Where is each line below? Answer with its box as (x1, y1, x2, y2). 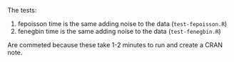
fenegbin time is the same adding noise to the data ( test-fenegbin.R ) (17, 27, 221, 35)
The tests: (7, 6, 37, 14)
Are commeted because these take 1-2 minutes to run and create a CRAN (7, 41, 223, 49)
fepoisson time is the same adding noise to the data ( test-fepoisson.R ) (17, 20, 228, 27)
